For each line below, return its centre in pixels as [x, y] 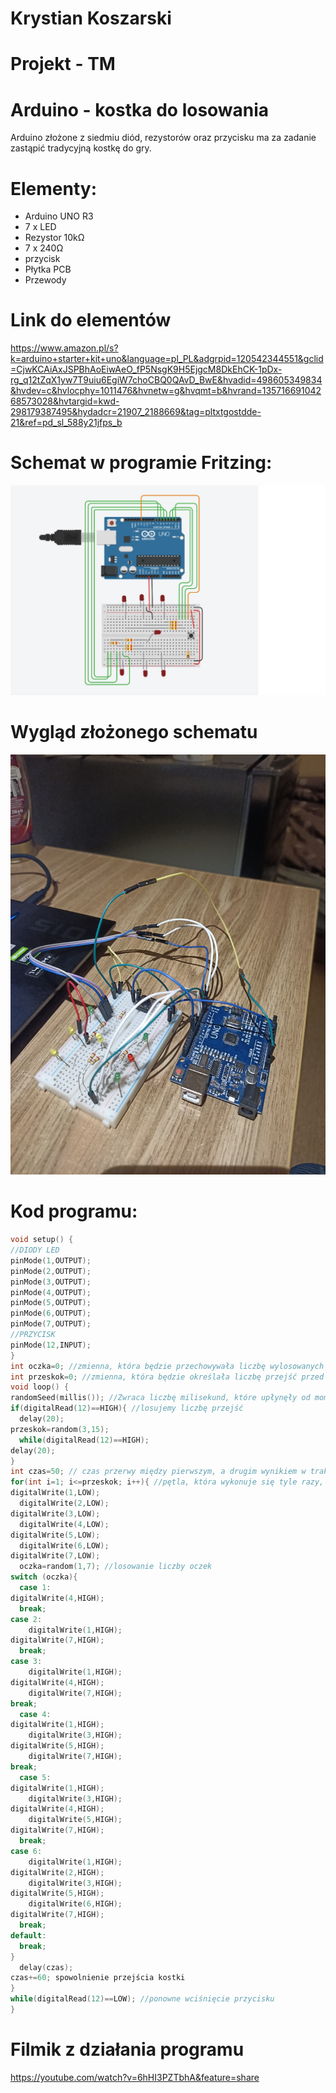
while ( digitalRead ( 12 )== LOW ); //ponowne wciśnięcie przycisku [142, 1999]
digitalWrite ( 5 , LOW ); [55, 1535]
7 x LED [40, 227]
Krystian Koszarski [91, 18]
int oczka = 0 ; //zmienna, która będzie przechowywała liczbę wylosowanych [167, 1366]
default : [28, 1935]
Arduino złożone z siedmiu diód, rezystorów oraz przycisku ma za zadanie [163, 138]
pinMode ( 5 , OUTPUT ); [51, 1303]
